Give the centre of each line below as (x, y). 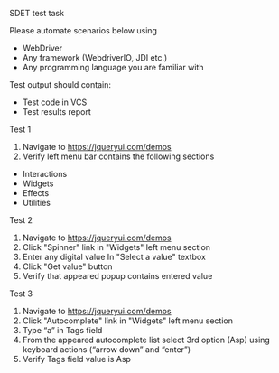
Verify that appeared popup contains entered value (117, 276)
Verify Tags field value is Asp (76, 359)
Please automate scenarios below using (84, 30)
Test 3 (21, 294)
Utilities (37, 203)
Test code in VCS (55, 102)
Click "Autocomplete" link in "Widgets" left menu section (127, 321)
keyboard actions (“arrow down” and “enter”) (107, 350)
